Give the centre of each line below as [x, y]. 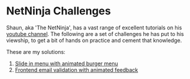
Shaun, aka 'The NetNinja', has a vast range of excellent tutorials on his [94, 28]
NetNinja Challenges [58, 11]
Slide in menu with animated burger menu [66, 63]
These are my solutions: [36, 51]
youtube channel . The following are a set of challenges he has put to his [95, 34]
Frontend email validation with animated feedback [76, 69]
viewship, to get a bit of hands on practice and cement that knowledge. [94, 40]
